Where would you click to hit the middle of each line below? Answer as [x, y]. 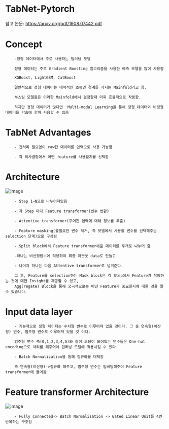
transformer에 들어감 [26, 372]
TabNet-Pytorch [40, 9]
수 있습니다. [16, 292]
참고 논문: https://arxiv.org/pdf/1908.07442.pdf [54, 23]
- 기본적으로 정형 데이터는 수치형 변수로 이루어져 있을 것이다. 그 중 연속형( [84, 326]
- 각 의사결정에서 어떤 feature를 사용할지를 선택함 [62, 157]
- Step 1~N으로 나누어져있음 [41, 201]
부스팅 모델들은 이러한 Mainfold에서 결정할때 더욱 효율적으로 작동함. [78, 97]
